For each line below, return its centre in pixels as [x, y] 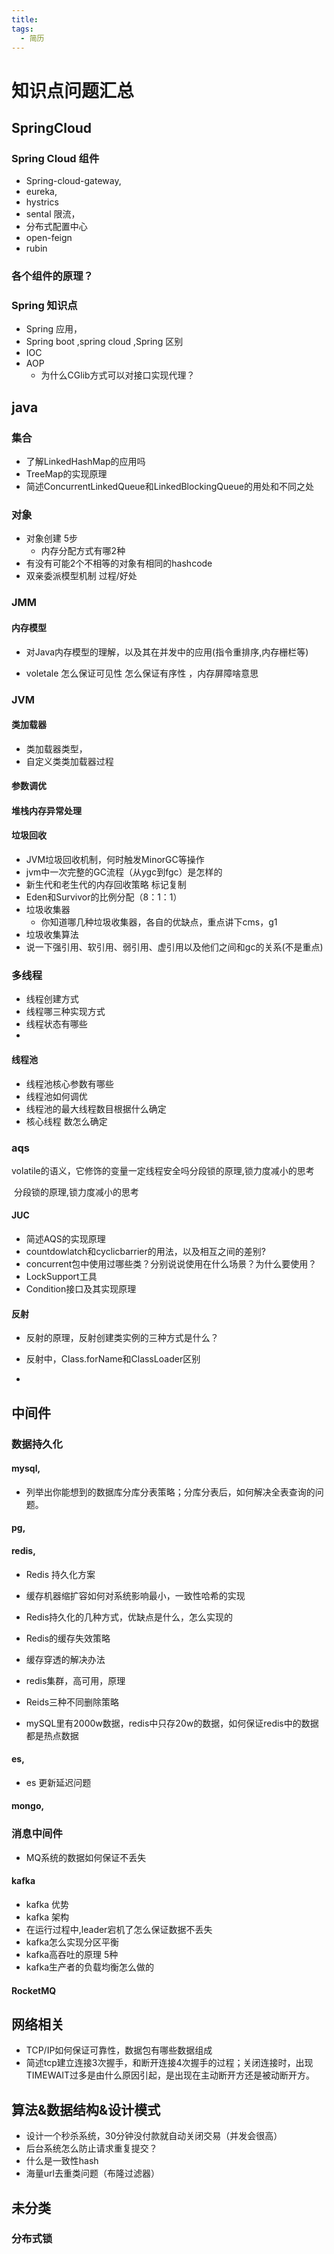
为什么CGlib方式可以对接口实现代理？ [118, 375]
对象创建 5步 [52, 538]
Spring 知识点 [44, 306]
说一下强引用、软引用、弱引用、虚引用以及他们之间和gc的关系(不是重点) [174, 947]
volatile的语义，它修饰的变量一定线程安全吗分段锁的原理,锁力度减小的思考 [163, 1170]
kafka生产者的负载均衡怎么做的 [90, 1967]
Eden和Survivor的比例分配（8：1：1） [104, 897]
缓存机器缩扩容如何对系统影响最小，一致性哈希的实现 [135, 1595]
